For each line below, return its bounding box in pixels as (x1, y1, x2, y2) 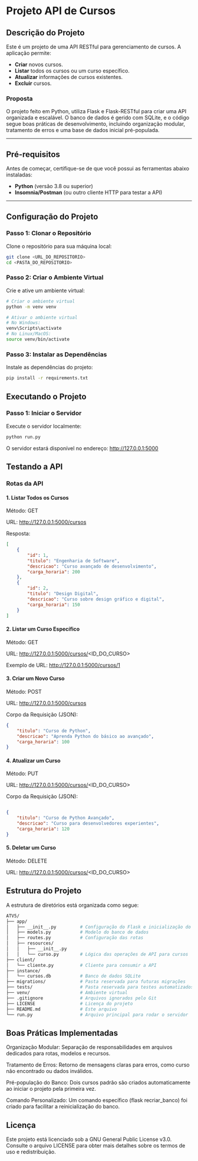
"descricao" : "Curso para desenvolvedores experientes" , (16, 821, 160, 827)
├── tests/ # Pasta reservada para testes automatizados (6, 984, 194, 991)
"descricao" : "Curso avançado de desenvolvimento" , (27, 563, 157, 569)
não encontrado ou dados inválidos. (6, 1068, 93, 1075)
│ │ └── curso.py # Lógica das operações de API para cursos (6, 951, 189, 957)
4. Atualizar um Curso (6, 757, 61, 764)
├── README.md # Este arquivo (6, 1006, 117, 1012)
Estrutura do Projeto (6, 886, 82, 896)
